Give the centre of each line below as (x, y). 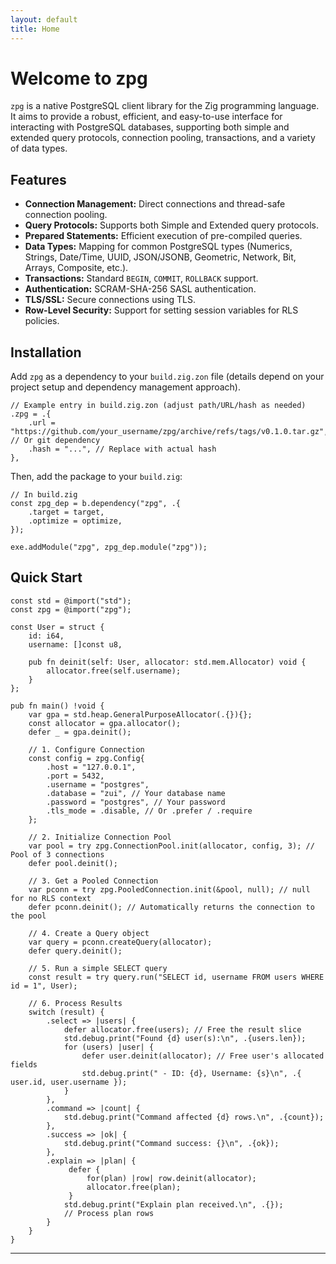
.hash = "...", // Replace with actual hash (122, 449)
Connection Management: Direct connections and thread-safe (155, 204)
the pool (28, 916)
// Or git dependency (55, 441)
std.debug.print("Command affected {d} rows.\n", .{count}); (194, 1117)
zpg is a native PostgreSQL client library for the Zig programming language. (165, 106)
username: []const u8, (75, 644)
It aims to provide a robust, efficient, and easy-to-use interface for (146, 117)
